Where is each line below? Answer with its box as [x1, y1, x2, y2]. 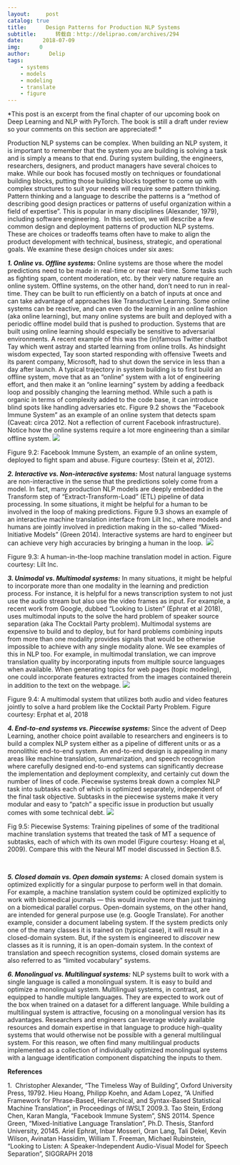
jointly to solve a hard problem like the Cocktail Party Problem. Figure [7, 703, 211, 711]
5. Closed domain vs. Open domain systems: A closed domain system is [7, 873, 224, 881]
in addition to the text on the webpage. [7, 681, 121, 690]
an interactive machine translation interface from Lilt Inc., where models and [7, 515, 232, 524]
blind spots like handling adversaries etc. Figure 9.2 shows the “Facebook [7, 403, 225, 411]
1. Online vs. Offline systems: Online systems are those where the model [7, 259, 224, 268]
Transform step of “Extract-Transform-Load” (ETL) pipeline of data [7, 492, 204, 501]
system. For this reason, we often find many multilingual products [7, 1039, 200, 1047]
